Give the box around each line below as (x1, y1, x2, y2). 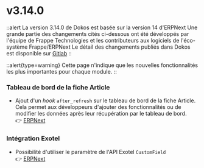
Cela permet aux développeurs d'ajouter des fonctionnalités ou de (15, 103, 181, 111)
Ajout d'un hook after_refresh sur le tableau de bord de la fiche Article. (15, 97, 196, 104)
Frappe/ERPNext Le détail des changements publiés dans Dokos (29, 43, 191, 51)
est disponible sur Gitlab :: (6, 49, 72, 57)
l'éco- (180, 37, 196, 44)
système (6, 43, 28, 51)
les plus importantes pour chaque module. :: (6, 68, 117, 75)
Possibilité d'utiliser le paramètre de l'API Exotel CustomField (15, 148, 166, 155)
